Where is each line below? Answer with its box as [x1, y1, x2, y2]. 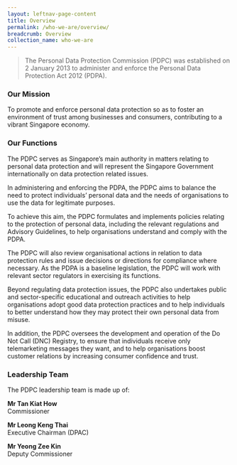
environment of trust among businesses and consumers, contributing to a [7, 113, 222, 122]
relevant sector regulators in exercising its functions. [7, 271, 161, 279]
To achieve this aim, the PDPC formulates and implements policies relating [7, 212, 225, 220]
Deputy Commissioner [7, 449, 73, 459]
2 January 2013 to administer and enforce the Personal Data [24, 64, 201, 73]
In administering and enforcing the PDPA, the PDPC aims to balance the [7, 183, 216, 192]
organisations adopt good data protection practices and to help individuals [7, 300, 225, 309]
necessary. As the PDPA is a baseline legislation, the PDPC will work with [7, 264, 221, 272]
